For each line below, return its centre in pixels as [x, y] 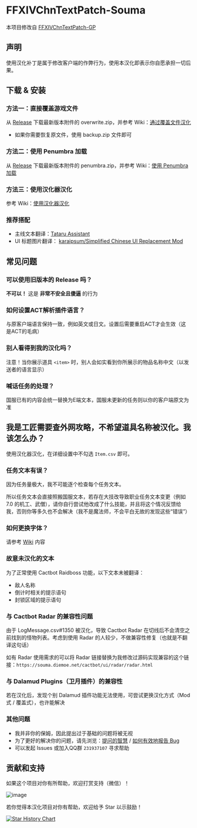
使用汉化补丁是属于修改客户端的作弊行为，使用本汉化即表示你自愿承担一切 [96, 63]
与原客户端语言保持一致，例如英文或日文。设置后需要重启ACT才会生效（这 [96, 324]
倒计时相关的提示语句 [40, 592]
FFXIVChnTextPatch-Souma [76, 10]
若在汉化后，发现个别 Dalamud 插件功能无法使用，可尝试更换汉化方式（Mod [98, 695]
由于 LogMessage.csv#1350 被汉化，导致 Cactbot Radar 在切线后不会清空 [96, 630]
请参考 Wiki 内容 [26, 542]
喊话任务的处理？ [30, 386]
